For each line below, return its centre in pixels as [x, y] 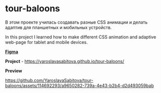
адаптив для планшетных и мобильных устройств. [59, 27]
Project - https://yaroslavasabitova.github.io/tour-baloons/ [65, 61]
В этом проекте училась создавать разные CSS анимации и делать [77, 22]
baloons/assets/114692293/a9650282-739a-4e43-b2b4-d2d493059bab [80, 85]
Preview [14, 71]
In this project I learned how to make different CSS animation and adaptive [81, 37]
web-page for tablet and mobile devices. [46, 42]
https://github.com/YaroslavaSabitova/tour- [49, 80]
